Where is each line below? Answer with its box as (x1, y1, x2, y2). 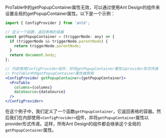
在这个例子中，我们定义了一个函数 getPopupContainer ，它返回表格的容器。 (5, 109, 157, 114)
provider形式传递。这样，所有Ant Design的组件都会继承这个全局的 (5, 121, 141, 127)
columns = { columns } (14, 85, 52, 90)
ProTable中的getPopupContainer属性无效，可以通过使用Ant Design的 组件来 (5, 4, 161, 10)
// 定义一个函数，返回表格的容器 (5, 29, 64, 34)
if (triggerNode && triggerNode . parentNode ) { (9, 39, 108, 44)
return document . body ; (9, 53, 57, 58)
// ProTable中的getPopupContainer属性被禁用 (5, 71, 94, 76)
